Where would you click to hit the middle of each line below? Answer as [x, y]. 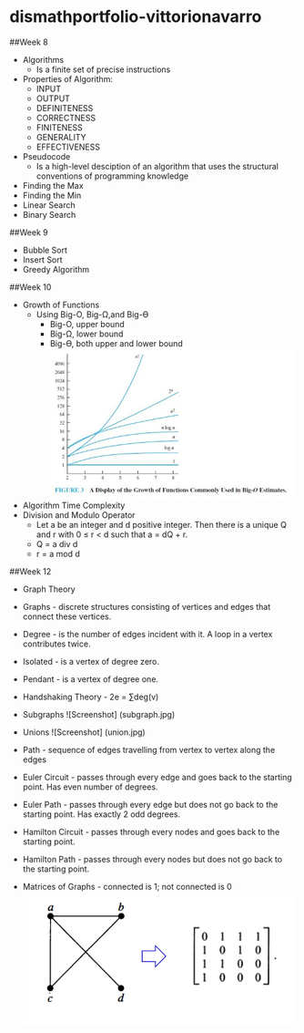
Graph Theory [49, 589]
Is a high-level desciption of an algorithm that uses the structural [157, 166]
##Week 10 [30, 287]
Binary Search [49, 214]
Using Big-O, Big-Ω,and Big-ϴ [92, 314]
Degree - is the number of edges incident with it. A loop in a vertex [147, 634]
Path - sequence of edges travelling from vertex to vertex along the [149, 749]
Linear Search [49, 205]
